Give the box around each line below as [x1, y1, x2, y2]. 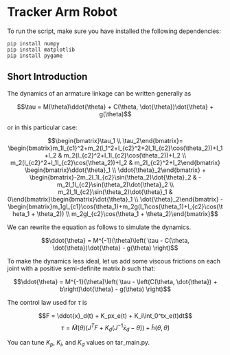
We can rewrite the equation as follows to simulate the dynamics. [7, 223, 192, 231]
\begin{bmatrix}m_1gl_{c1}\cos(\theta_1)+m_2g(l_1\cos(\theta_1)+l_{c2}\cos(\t [8, 202, 223, 211]
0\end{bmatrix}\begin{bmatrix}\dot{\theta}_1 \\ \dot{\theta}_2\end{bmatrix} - [7, 195, 224, 203]
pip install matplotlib [7, 46, 76, 53]
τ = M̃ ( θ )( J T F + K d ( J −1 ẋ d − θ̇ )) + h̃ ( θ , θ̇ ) [60, 322, 170, 334]
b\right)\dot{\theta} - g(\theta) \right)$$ [59, 285, 172, 293]
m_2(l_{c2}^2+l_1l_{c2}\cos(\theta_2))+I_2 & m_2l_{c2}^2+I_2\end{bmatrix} [10, 158, 221, 166]
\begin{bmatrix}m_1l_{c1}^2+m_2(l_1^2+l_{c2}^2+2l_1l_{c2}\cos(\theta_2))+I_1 [8, 144, 223, 152]
